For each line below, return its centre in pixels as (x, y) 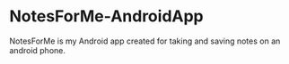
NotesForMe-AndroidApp (106, 16)
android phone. (37, 50)
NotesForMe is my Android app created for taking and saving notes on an (145, 41)
